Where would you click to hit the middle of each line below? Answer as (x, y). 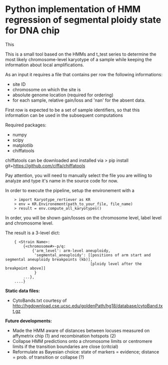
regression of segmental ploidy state (83, 20)
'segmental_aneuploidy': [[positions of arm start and (92, 255)
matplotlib (23, 145)
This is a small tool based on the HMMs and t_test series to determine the (81, 54)
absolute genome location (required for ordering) (63, 95)
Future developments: (29, 321)
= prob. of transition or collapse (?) (48, 357)
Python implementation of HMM (73, 9)
